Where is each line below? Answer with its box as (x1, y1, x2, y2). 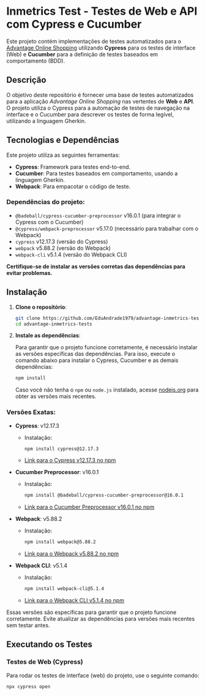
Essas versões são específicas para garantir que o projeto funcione (6, 608, 177, 616)
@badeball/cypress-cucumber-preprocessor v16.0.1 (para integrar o (15, 211, 181, 219)
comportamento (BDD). (6, 57, 65, 64)
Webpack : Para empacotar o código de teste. (15, 183, 131, 190)
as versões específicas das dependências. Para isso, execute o (15, 350, 176, 358)
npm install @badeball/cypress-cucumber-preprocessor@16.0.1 (24, 492, 184, 499)
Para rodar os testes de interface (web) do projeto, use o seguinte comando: (6, 671, 199, 679)
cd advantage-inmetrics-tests (15, 320, 93, 327)
